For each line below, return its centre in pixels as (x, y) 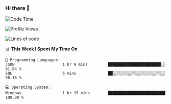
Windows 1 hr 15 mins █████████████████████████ (86, 93)
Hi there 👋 (18, 8)
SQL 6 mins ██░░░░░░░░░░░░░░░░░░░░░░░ (86, 74)
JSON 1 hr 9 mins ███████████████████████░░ (86, 65)
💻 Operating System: (28, 88)
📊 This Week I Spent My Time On (41, 49)
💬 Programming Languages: (33, 60)
